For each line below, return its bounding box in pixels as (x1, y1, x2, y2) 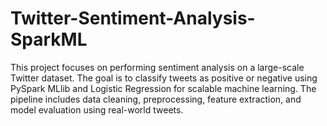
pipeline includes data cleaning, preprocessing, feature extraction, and (10, 93, 302, 105)
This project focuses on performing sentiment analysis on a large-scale (10, 61, 305, 73)
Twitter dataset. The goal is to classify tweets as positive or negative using (10, 72, 318, 84)
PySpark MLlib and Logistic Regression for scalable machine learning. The (10, 82, 317, 94)
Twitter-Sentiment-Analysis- (10, 7, 256, 30)
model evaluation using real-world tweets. (10, 103, 184, 116)
